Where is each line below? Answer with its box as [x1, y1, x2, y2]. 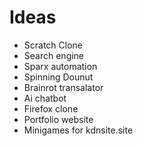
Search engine [23, 49, 85, 61]
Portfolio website [23, 113, 94, 125]
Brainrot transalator [23, 81, 104, 93]
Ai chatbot [23, 92, 67, 104]
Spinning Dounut [23, 71, 94, 83]
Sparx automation [23, 60, 98, 72]
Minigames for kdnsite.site [23, 124, 134, 136]
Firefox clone [23, 102, 79, 115]
